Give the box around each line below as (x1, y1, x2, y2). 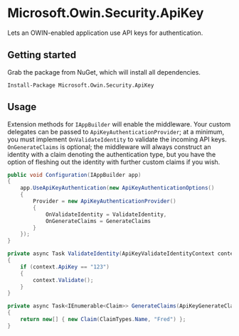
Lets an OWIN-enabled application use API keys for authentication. (7, 28, 203, 37)
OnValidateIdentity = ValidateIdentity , (45, 211, 167, 218)
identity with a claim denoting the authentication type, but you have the (7, 150, 216, 158)
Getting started (7, 49, 77, 61)
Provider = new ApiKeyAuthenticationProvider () (33, 197, 176, 205)
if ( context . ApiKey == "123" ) (20, 263, 110, 271)
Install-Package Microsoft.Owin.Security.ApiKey (7, 82, 154, 89)
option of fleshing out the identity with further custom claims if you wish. (7, 158, 221, 166)
